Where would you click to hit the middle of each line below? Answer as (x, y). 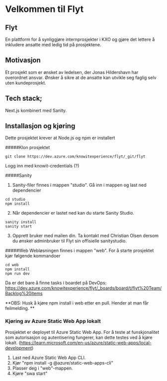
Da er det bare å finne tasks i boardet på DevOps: (56, 283)
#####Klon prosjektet (28, 148)
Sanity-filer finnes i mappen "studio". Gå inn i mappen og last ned (79, 185)
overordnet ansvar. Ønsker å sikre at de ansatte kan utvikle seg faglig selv (81, 77)
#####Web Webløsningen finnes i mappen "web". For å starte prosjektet (80, 251)
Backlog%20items (24, 294)
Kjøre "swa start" (30, 373)
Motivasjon (23, 60)
